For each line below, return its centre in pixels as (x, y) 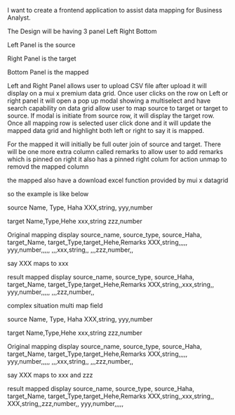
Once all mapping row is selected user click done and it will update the (109, 123)
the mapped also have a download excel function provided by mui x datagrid (118, 180)
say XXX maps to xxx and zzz (50, 375)
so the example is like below (48, 194)
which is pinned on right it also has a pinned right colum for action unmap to (117, 159)
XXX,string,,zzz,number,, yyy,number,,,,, (66, 403)
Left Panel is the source (41, 45)
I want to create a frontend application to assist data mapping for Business (115, 10)
